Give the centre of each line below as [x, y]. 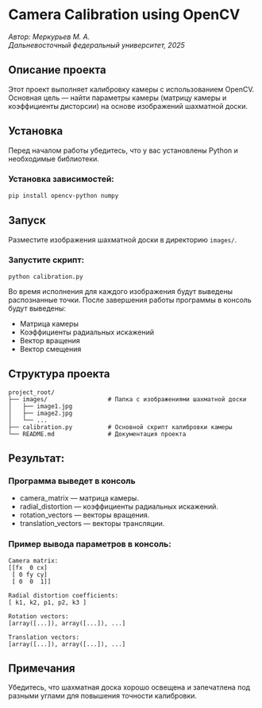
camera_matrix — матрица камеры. [79, 498]
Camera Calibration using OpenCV [124, 15]
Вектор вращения [50, 340]
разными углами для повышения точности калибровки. [102, 696]
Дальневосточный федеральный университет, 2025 [96, 44]
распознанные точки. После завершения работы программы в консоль [130, 300]
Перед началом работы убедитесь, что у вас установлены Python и [123, 150]
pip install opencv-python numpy [64, 195]
